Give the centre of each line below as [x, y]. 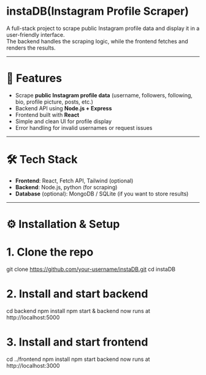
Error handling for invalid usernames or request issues [84, 127]
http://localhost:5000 [33, 317]
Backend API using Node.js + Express [63, 108]
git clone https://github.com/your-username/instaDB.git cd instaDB [91, 269]
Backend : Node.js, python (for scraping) [66, 187]
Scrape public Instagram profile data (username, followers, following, [104, 95]
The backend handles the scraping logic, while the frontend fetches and [97, 41]
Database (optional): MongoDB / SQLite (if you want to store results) [102, 194]
